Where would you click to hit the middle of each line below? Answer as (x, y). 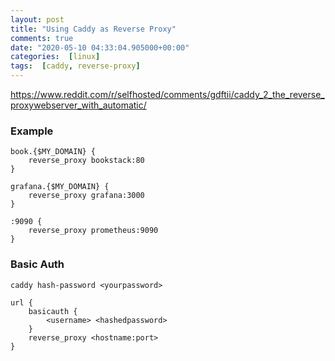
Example (32, 131)
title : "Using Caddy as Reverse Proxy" (93, 29)
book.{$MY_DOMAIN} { (53, 152)
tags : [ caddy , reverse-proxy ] (75, 66)
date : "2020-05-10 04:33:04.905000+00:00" (100, 47)
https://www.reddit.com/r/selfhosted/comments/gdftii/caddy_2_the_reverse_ (167, 94)
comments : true (42, 38)
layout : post (37, 19)
